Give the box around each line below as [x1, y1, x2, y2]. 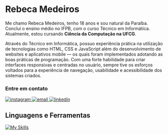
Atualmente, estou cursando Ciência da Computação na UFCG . [5, 31, 136, 37]
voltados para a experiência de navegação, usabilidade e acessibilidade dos [5, 67, 162, 73]
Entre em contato [5, 85, 48, 92]
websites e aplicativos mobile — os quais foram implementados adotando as [5, 51, 163, 57]
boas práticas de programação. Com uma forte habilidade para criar [5, 56, 146, 62]
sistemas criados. [5, 72, 41, 78]
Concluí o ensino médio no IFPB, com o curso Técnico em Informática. [5, 25, 150, 31]
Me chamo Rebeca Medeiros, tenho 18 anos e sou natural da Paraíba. [5, 20, 148, 26]
